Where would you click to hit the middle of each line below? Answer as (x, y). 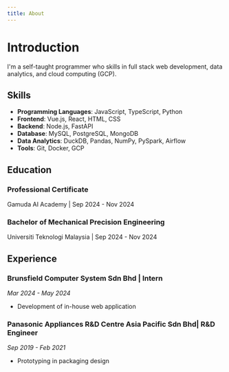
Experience (32, 258)
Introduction (43, 47)
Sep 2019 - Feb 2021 (36, 348)
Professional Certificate (48, 189)
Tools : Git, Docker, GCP (51, 148)
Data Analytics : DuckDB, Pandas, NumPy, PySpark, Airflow (101, 141)
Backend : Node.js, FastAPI (55, 126)
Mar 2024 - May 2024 (39, 293)
